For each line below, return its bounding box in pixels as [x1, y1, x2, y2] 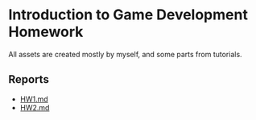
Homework [8, 23, 84, 41]
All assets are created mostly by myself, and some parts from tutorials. [8, 49, 243, 59]
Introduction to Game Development [8, 6, 248, 24]
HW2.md [19, 102, 50, 112]
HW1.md [19, 94, 48, 104]
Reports [8, 72, 50, 86]
